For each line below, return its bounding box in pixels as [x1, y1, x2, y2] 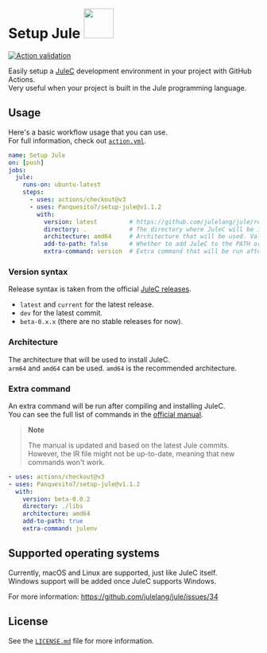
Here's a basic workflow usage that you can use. [8, 127, 168, 137]
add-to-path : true [22, 518, 83, 526]
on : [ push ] [8, 158, 44, 166]
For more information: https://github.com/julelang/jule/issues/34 [8, 592, 219, 601]
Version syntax [8, 266, 68, 277]
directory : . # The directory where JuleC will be [43, 225, 254, 233]
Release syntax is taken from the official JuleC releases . [8, 284, 192, 294]
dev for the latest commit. [19, 308, 103, 318]
